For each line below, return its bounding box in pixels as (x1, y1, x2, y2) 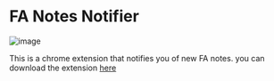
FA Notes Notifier (9, 6, 140, 27)
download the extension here (9, 62, 117, 73)
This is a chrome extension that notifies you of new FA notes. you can (9, 53, 265, 63)
